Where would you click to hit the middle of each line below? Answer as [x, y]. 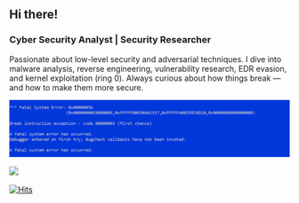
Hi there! [34, 15]
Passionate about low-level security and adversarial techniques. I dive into [145, 59]
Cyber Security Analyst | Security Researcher [110, 40]
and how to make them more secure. [77, 87]
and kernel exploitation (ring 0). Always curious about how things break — [145, 78]
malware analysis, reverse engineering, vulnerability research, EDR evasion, [148, 68]
